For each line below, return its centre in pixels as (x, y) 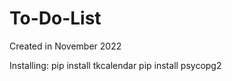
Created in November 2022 (65, 46)
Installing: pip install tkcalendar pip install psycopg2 (115, 65)
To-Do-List (55, 18)
